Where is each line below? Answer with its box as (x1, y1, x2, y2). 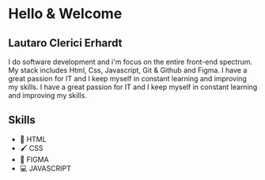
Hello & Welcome (8, 5, 123, 23)
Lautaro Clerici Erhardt (8, 36, 123, 50)
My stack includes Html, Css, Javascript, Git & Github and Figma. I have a (8, 66, 248, 75)
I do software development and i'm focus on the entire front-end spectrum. (8, 57, 253, 66)
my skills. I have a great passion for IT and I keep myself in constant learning (8, 82, 258, 92)
